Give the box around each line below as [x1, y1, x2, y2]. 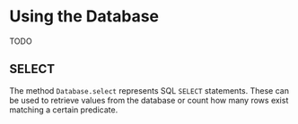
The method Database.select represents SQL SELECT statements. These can [9, 85, 290, 95]
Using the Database [9, 6, 160, 27]
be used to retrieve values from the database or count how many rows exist [9, 95, 289, 105]
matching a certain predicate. [9, 104, 118, 115]
